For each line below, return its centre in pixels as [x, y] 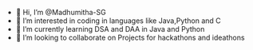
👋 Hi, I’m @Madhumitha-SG [61, 12]
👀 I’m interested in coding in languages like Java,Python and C [118, 21]
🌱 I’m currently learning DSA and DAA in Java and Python [110, 29]
